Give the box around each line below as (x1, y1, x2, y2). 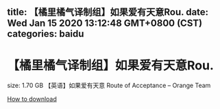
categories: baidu (7, 28, 84, 40)
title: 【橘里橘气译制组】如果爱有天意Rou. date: (7, 6, 209, 18)
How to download (7, 95, 57, 104)
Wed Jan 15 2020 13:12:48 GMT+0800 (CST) (7, 18, 203, 29)
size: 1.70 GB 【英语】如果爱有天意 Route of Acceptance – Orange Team (7, 81, 211, 90)
